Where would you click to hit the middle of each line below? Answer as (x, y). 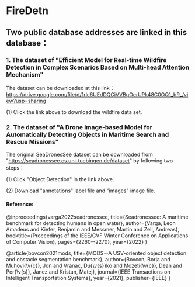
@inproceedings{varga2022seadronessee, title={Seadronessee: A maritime (97, 217)
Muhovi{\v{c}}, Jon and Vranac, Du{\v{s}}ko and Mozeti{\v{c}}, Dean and (94, 266)
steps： (15, 168)
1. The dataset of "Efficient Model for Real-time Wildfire (86, 60)
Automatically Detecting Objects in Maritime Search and (88, 134)
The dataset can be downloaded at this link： (60, 88)
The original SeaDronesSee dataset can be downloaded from (80, 155)
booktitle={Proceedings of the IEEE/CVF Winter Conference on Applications (97, 236)
